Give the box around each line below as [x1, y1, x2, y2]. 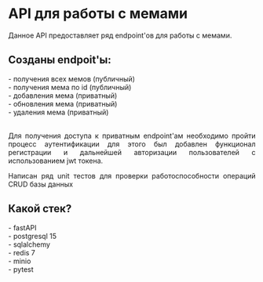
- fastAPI [8, 222, 37, 232]
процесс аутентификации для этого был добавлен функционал [8, 139, 256, 149]
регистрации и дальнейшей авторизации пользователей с [8, 147, 256, 157]
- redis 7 [8, 248, 35, 257]
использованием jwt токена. [8, 156, 104, 165]
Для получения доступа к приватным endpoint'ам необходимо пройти [8, 131, 256, 140]
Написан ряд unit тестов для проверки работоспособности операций [8, 171, 256, 180]
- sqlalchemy [8, 240, 51, 249]
